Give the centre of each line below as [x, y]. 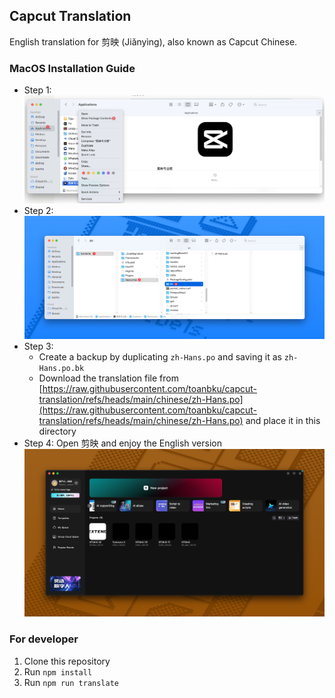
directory [57, 431]
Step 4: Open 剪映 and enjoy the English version [122, 443]
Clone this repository [67, 661]
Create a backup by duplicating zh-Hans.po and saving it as [160, 356]
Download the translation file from [108, 378]
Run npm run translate [71, 682]
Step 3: [38, 346]
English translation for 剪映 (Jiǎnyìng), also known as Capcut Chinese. [153, 41]
